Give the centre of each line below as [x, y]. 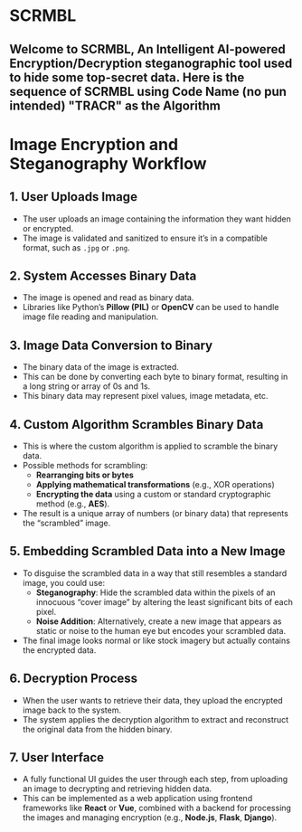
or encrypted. [48, 228]
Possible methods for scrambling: [85, 466]
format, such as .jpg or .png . [76, 247]
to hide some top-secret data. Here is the [127, 77]
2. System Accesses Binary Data [103, 275]
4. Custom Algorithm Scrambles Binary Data [137, 425]
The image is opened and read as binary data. [108, 298]
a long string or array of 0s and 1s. [86, 386]
